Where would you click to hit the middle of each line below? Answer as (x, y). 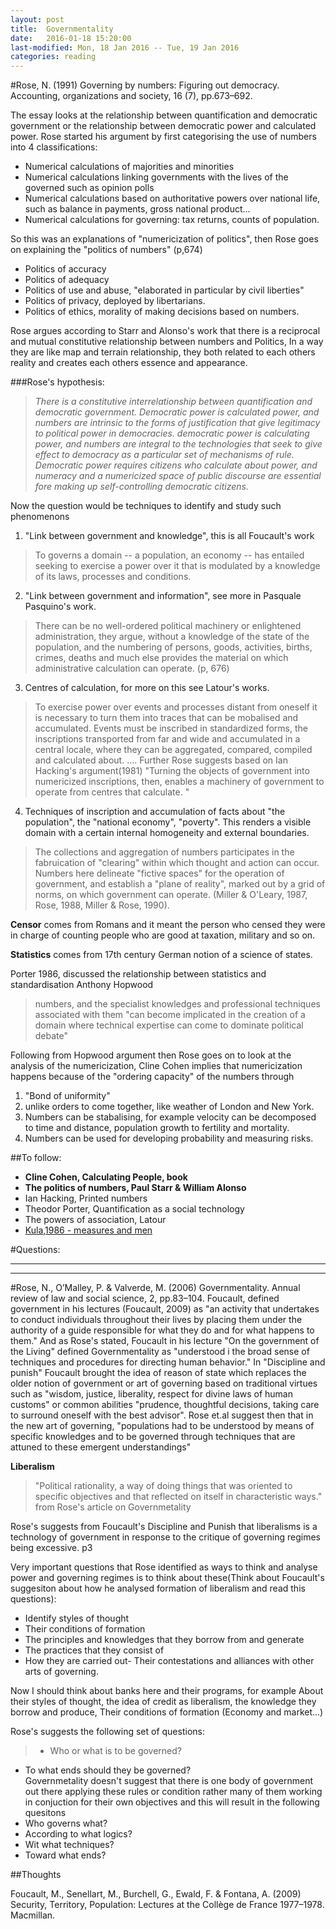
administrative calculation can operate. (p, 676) (132, 668)
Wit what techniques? (69, 1845)
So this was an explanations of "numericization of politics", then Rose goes (164, 239)
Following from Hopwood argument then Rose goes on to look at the (151, 1055)
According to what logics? (78, 1834)
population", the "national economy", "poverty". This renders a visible (168, 822)
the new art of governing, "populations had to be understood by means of (162, 1426)
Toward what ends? (65, 1855)
